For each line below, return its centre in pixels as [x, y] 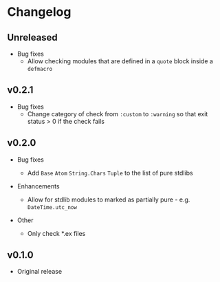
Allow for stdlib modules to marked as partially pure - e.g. [109, 199]
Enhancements [38, 186]
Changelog [39, 12]
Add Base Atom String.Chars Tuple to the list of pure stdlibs [110, 173]
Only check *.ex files [56, 233]
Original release [40, 272]
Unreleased [33, 37]
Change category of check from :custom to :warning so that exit [118, 113]
